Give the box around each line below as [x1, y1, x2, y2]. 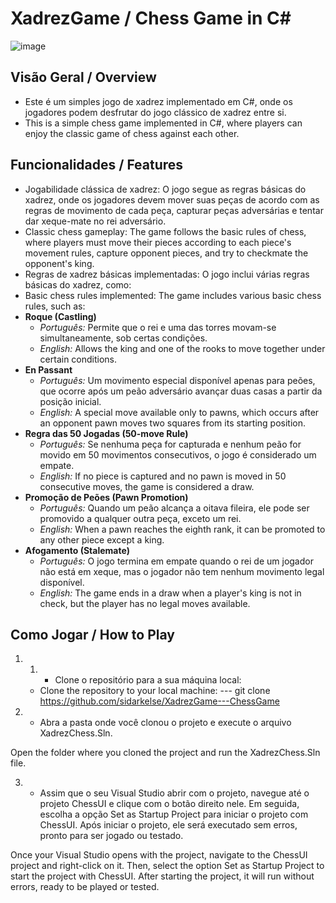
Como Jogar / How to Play [10, 626, 175, 643]
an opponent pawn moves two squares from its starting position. [39, 417, 307, 429]
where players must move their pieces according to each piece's [24, 236, 292, 248]
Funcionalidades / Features [10, 157, 184, 174]
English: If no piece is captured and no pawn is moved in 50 [39, 470, 287, 482]
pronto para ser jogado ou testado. [39, 830, 184, 842]
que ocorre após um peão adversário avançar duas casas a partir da [39, 385, 323, 397]
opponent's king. [24, 257, 95, 269]
